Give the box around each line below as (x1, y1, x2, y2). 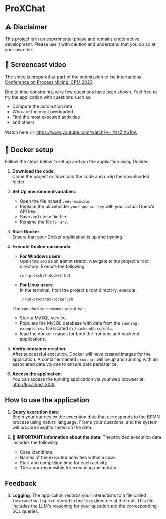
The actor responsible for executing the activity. (19, 465, 118, 471)
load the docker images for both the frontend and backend (19, 330, 140, 337)
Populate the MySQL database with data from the (19, 320, 120, 326)
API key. (19, 208, 37, 214)
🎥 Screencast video (5, 60, 67, 69)
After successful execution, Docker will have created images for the (12, 351, 151, 357)
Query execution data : (12, 409, 59, 415)
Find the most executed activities (12, 114, 80, 120)
